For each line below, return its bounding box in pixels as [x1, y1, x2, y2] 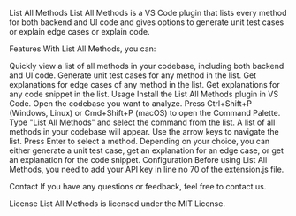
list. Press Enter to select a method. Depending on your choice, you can [9, 136, 270, 146]
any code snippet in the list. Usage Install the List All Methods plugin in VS [9, 89, 279, 99]
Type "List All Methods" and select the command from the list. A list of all [9, 117, 276, 127]
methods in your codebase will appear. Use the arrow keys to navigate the [9, 127, 280, 136]
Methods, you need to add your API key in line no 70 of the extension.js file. [9, 164, 285, 174]
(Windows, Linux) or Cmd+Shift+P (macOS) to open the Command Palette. [9, 108, 281, 118]
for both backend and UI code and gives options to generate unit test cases [9, 17, 285, 27]
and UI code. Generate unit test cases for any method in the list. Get [9, 70, 257, 81]
